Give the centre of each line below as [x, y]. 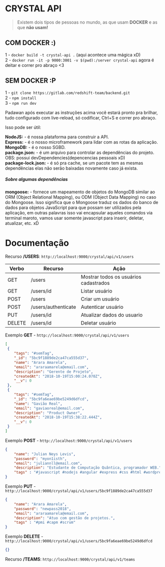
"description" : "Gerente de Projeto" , [54, 372]
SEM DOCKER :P [31, 81]
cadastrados [95, 283]
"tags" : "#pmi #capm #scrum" [45, 522]
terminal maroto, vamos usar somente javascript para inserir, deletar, [75, 218]
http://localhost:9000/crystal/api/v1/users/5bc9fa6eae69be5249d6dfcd [79, 541]
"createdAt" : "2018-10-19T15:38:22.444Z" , [58, 418]
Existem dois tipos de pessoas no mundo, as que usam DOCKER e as [87, 22]
